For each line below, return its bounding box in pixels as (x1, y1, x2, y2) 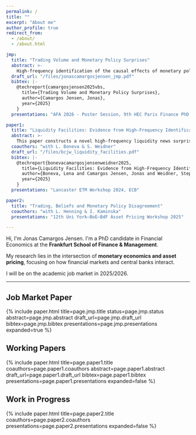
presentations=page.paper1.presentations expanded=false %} (6, 377, 156, 384)
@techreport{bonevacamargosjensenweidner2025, (16, 160, 132, 166)
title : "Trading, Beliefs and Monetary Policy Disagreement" (11, 203, 163, 209)
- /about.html (11, 41, 45, 47)
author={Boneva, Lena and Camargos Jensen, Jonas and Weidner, (21, 170, 179, 177)
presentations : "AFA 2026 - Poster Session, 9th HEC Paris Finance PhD (11, 112, 190, 117)
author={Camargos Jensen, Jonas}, (21, 95, 106, 101)
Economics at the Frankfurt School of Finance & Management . (6, 241, 159, 248)
